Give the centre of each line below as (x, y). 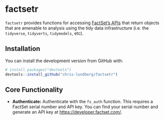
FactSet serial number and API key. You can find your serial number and (85, 107)
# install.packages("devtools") (38, 70)
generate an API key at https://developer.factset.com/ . (67, 112)
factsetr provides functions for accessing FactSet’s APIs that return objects (82, 23)
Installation (23, 49)
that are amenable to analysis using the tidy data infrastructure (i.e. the (77, 28)
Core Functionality (34, 90)
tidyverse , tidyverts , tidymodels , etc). (44, 33)
